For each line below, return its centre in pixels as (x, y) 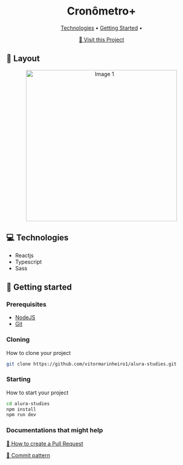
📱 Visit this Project (101, 39)
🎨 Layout (23, 59)
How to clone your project (39, 353)
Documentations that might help (55, 431)
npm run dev (21, 415)
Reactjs (24, 255)
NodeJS (25, 317)
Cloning (18, 340)
